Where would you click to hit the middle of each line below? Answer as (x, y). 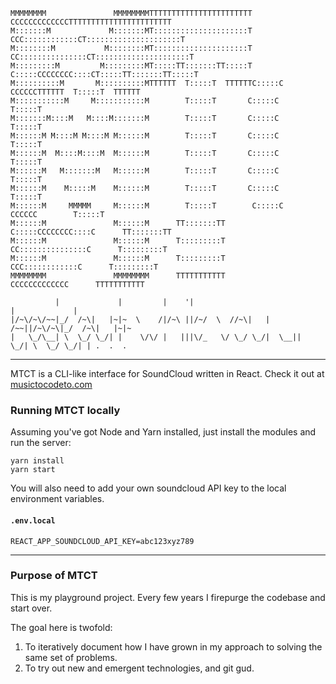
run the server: (41, 443)
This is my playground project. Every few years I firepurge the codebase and (168, 597)
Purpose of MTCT (54, 576)
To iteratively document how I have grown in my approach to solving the (173, 646)
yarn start (33, 470)
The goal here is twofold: (61, 627)
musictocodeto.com (51, 384)
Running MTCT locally (65, 410)
